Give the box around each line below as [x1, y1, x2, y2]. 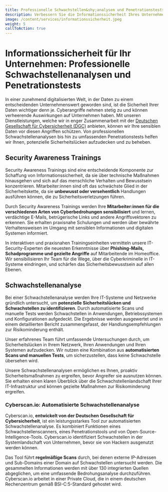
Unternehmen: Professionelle [5, 58, 130, 70]
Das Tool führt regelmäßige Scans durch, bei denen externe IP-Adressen [5, 454, 156, 460]
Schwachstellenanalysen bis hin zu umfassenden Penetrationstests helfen [5, 134, 158, 140]
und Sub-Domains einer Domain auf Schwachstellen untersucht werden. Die [5, 459, 162, 465]
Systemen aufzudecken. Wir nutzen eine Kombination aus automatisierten [5, 347, 159, 353]
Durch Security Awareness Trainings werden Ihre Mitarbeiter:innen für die [5, 203, 159, 209]
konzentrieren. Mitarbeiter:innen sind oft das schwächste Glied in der [5, 183, 147, 189]
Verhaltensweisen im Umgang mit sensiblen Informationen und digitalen [5, 225, 153, 231]
